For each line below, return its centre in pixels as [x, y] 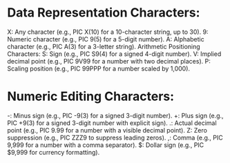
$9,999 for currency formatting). [54, 152]
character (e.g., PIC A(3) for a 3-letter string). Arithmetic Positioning [104, 46]
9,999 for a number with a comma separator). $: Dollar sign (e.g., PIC [106, 145]
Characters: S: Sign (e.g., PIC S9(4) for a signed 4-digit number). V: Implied [114, 54]
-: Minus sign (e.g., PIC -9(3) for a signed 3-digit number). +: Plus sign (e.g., [115, 115]
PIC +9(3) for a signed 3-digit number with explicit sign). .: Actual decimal [112, 123]
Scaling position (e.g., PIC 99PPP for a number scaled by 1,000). [99, 68]
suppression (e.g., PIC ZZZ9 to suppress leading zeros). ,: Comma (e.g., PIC [115, 137]
